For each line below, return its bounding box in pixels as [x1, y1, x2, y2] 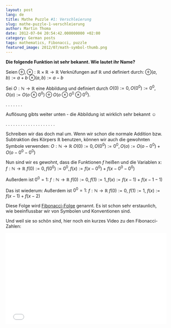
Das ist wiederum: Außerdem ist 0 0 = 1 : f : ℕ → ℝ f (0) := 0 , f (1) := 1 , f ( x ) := [6, 186, 160, 193]
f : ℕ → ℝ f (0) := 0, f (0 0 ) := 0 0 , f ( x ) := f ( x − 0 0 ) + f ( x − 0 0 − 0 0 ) [6, 165, 135, 172]
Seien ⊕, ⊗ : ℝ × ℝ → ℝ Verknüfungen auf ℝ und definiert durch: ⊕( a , [6, 69, 157, 75]
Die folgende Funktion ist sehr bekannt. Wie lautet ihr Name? [6, 59, 135, 65]
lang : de [6, 12, 24, 17]
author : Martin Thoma [6, 26, 51, 31]
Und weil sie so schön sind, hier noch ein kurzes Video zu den [6, 218, 135, 224]
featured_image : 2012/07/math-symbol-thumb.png [6, 45, 108, 50]
